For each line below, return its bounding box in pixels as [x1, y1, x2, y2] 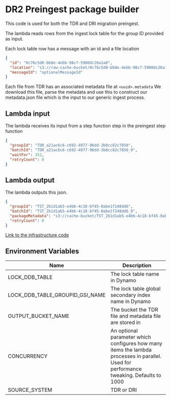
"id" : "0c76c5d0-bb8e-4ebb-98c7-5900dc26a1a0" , [10, 60, 113, 65]
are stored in [110, 319, 141, 326]
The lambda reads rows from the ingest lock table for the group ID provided [5, 30, 164, 36]
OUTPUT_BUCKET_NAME [8, 312, 70, 319]
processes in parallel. [110, 353, 162, 360]
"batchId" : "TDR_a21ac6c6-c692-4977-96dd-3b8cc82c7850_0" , [10, 147, 138, 152]
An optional [110, 327, 138, 334]
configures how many [110, 340, 163, 347]
